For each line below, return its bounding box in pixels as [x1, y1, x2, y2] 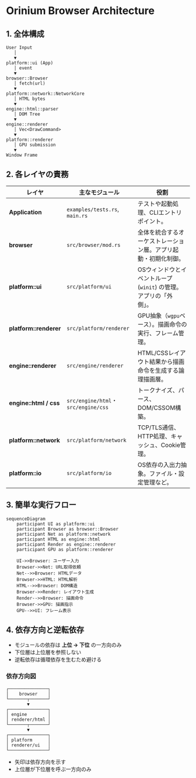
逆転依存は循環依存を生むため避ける [14, 656, 102, 663]
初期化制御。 [149, 254, 185, 263]
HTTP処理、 [137, 432, 171, 440]
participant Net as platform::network [16, 531, 111, 537]
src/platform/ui [66, 283, 112, 290]
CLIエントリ [149, 208, 182, 216]
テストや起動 [137, 199, 173, 208]
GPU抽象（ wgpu [137, 311, 180, 319]
